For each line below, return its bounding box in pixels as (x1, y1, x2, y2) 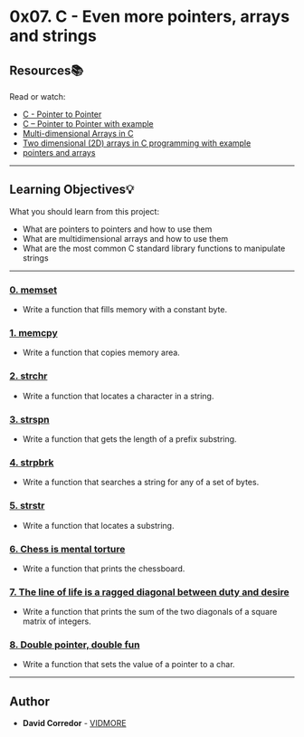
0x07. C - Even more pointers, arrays (9, 6, 290, 27)
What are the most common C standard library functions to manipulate (22, 243, 286, 254)
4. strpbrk (9, 455, 54, 468)
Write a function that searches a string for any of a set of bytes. (22, 477, 260, 488)
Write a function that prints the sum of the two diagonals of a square (22, 607, 278, 617)
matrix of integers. (22, 616, 92, 627)
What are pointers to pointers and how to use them (22, 224, 213, 234)
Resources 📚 (9, 62, 84, 78)
